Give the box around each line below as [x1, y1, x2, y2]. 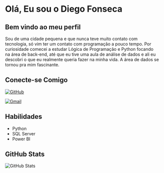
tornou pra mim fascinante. [5, 62, 60, 67]
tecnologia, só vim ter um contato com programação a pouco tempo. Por [5, 41, 151, 47]
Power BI [12, 136, 31, 142]
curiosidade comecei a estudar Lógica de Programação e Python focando [5, 46, 154, 52]
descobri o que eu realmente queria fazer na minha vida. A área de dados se [5, 57, 159, 62]
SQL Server [12, 130, 36, 136]
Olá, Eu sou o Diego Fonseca [5, 3, 123, 15]
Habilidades [5, 112, 42, 121]
